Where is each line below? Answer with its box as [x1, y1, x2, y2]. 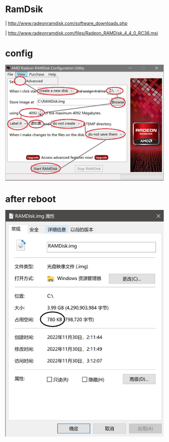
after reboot [5, 193, 56, 205]
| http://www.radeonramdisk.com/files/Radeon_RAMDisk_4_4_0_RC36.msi [5, 30, 158, 36]
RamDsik [5, 4, 43, 15]
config [5, 48, 33, 59]
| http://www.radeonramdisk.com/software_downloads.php [5, 20, 128, 26]
